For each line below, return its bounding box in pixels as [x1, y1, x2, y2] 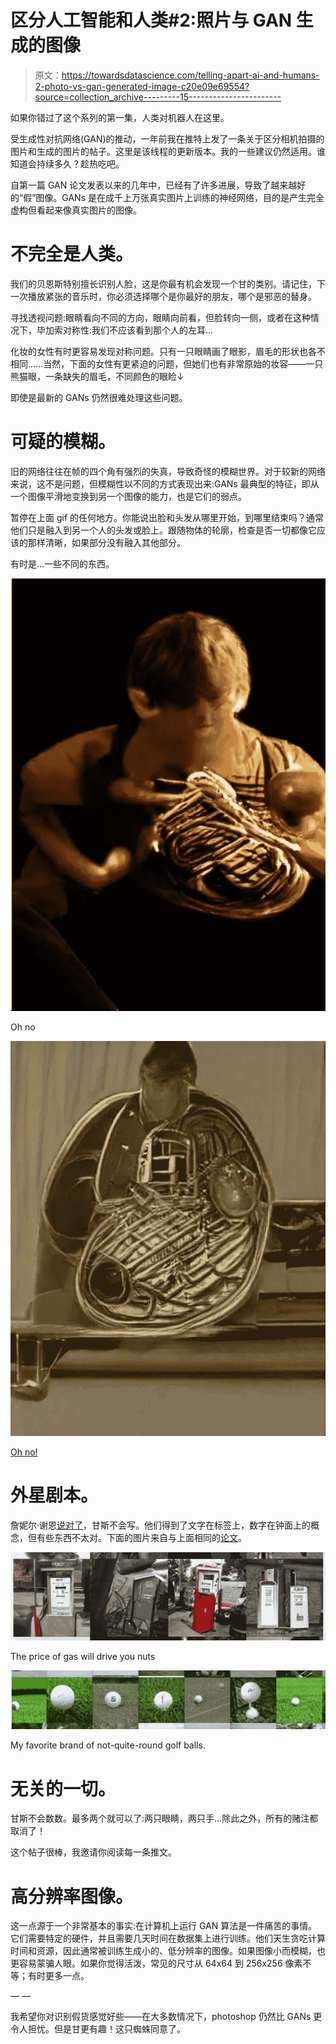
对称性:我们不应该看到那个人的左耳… [62, 324, 214, 336]
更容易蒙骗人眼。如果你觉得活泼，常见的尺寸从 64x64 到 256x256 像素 [10, 1957, 303, 1970]
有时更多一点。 [27, 1970, 90, 1982]
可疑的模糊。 [10, 431, 117, 453]
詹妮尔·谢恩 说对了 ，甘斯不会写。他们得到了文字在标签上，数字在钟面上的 [10, 1519, 312, 1531]
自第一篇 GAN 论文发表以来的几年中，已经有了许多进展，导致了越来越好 [10, 179, 307, 191]
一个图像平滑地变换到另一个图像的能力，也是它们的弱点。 [10, 490, 247, 502]
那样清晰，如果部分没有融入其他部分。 [27, 536, 186, 548]
